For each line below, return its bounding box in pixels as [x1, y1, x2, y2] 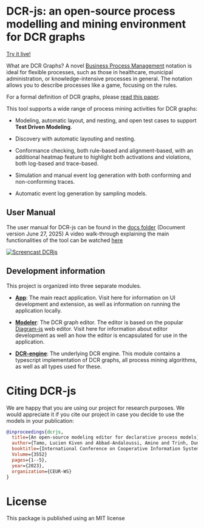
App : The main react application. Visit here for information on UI [15, 294, 176, 301]
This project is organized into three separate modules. [6, 282, 141, 290]
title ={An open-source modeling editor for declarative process [12, 434, 178, 440]
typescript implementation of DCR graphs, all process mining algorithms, [15, 356, 197, 363]
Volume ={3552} [12, 451, 47, 457]
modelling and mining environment [6, 17, 186, 31]
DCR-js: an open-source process [6, 4, 175, 18]
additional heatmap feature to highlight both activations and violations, [15, 153, 191, 161]
